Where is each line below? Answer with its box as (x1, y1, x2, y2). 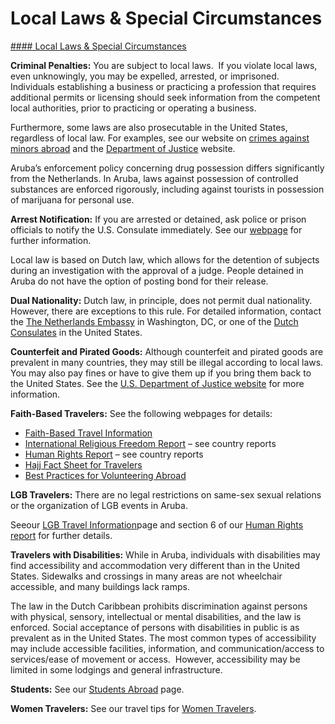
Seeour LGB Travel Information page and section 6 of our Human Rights (10, 518, 304, 531)
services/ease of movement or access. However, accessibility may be (10, 653, 301, 665)
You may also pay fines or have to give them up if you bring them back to (10, 367, 312, 379)
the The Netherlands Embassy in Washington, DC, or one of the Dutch (10, 315, 299, 327)
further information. (10, 234, 92, 246)
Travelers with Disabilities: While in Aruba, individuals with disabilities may (10, 548, 321, 561)
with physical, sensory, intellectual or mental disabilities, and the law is (10, 610, 302, 622)
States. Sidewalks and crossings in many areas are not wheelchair (10, 570, 283, 582)
